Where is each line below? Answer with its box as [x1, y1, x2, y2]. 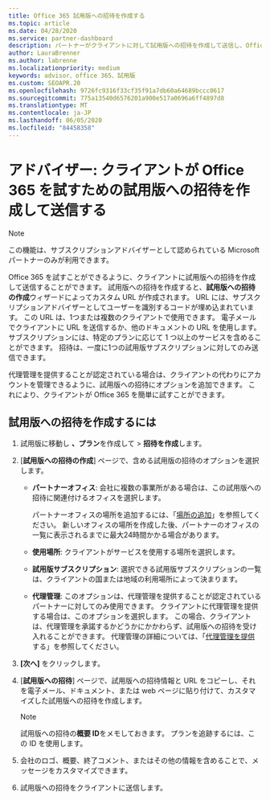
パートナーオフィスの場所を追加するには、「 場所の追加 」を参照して [31, 510, 254, 519]
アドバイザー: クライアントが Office [8, 161, 245, 179]
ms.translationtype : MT [8, 101, 88, 109]
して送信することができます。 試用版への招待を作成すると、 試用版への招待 [8, 282, 256, 292]
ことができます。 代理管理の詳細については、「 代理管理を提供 [53, 631, 256, 641]
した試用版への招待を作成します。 [34, 695, 146, 705]
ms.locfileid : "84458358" [8, 124, 95, 132]
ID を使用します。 [29, 738, 88, 748]
